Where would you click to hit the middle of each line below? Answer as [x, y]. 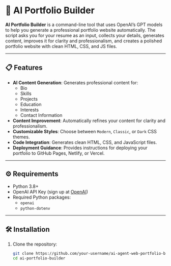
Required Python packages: [42, 197]
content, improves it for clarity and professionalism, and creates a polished [83, 41]
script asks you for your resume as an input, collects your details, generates [85, 35]
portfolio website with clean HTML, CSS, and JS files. [61, 46]
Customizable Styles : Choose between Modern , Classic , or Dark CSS [84, 131]
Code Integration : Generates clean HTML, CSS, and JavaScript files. [85, 142]
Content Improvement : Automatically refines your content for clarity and [89, 120]
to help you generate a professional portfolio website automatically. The [80, 30]
